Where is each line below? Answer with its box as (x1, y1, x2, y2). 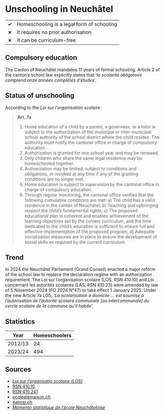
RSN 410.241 (12, 389, 38, 394)
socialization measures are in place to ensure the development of (24, 233, 158, 240)
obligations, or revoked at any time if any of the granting (24, 171, 139, 177)
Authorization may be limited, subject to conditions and (24, 165, 137, 171)
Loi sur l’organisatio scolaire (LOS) (12, 378, 83, 384)
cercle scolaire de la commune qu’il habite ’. (5, 303, 94, 309)
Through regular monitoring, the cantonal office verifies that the (24, 191, 154, 198)
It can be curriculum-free (17, 37, 76, 43)
